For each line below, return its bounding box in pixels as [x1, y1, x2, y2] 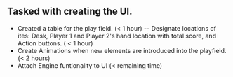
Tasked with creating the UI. [7, 6, 133, 17]
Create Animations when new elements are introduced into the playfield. [17, 46, 227, 55]
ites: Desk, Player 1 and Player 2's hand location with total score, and [17, 31, 216, 40]
